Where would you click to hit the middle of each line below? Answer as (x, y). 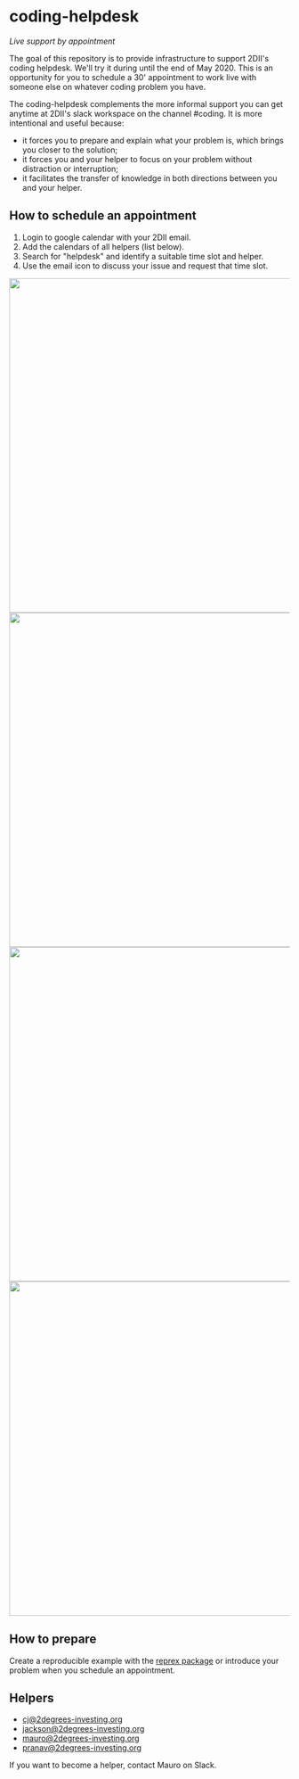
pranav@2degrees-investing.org (82, 1748)
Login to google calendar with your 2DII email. (106, 237)
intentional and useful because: (67, 123)
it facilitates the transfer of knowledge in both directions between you (149, 178)
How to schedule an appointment (103, 216)
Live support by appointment (62, 41)
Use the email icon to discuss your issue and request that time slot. (145, 266)
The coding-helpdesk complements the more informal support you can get (146, 103)
